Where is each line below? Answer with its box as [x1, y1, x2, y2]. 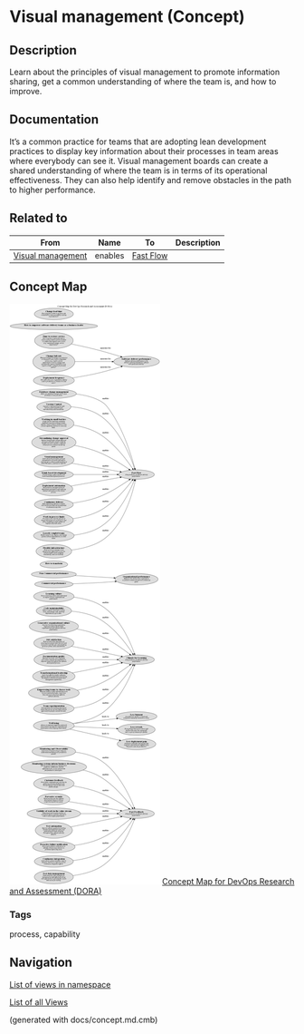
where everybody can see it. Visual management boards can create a [9, 155, 269, 166]
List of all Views [9, 996, 69, 1008]
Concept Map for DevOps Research [161, 875, 295, 886]
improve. [9, 86, 43, 96]
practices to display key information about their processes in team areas [9, 145, 279, 156]
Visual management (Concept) [9, 6, 245, 27]
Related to [9, 210, 68, 226]
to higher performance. [9, 184, 97, 195]
